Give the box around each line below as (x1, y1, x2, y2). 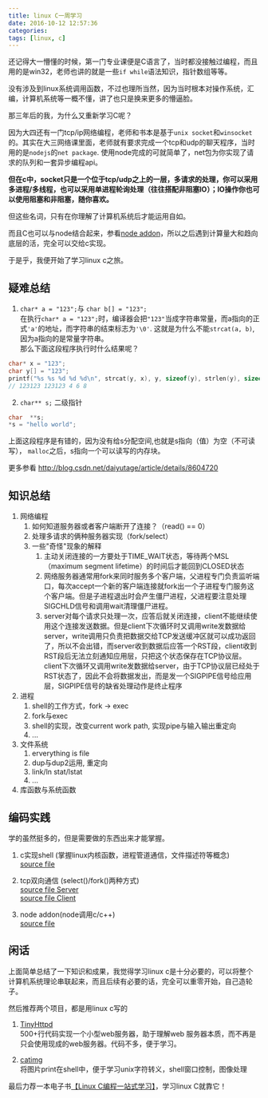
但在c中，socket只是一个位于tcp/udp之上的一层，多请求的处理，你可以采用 (8, 175, 258, 184)
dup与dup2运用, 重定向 (31, 758, 108, 767)
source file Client (19, 893, 77, 902)
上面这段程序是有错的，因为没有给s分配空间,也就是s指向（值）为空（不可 (8, 436, 249, 446)
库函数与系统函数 (19, 785, 77, 795)
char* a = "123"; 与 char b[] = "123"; (19, 304, 148, 314)
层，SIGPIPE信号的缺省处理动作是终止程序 (43, 681, 183, 691)
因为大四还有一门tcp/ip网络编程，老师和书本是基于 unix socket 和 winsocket (8, 128, 253, 137)
